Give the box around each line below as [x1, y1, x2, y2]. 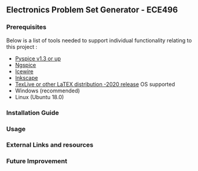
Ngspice [14, 61, 36, 68]
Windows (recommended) [14, 87, 80, 94]
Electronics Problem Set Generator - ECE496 [6, 5, 178, 15]
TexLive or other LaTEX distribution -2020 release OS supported [14, 80, 175, 88]
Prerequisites [6, 23, 46, 31]
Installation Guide [6, 108, 59, 117]
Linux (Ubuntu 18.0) [14, 93, 65, 100]
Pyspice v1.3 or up [14, 54, 62, 62]
